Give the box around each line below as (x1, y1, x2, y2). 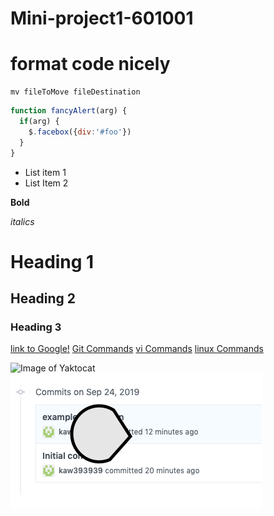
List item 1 (24, 166, 67, 178)
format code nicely (10, 53, 171, 76)
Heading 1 (10, 250, 95, 273)
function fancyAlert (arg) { (10, 106, 128, 116)
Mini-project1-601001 (10, 7, 194, 30)
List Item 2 (24, 177, 69, 189)
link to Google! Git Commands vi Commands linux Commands (10, 343, 264, 355)
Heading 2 (10, 290, 77, 307)
